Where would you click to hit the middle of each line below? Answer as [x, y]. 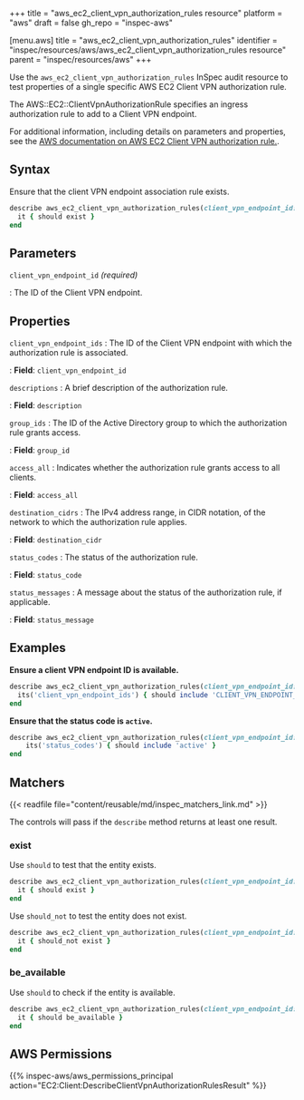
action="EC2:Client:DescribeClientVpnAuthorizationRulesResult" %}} [138, 1085]
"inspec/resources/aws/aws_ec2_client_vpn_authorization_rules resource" [148, 50]
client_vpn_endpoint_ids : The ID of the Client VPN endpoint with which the [151, 343]
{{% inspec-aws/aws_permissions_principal [91, 1076]
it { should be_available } [71, 1017]
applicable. [30, 602]
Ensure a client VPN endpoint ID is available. [94, 669]
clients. [23, 477]
